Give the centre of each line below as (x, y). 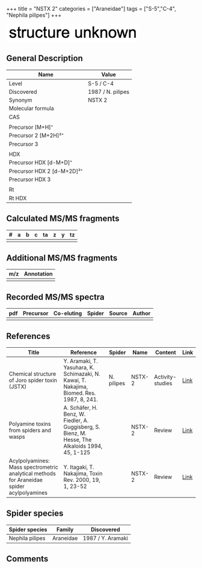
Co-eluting (68, 313)
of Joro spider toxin (33, 380)
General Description (44, 59)
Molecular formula (31, 108)
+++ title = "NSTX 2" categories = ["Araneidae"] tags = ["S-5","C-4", (91, 9)
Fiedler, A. (76, 421)
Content (166, 352)
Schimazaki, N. (82, 374)
